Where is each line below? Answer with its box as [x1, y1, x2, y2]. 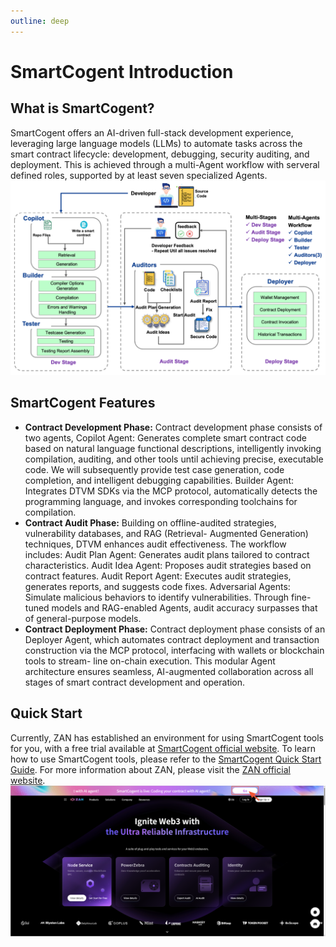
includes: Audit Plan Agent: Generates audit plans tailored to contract [24, 548, 310, 560]
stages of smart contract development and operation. [24, 676, 246, 688]
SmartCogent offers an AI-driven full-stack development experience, [10, 126, 294, 139]
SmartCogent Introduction [10, 60, 234, 83]
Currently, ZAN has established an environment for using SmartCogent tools [10, 731, 324, 744]
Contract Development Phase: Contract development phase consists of [24, 421, 323, 433]
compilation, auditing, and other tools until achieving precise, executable [24, 453, 324, 465]
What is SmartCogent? [10, 100, 155, 117]
